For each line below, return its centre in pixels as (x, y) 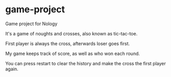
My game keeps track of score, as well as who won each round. (73, 53)
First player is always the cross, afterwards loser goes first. (68, 43)
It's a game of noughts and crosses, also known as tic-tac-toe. (71, 33)
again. (12, 69)
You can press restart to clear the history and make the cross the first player (86, 63)
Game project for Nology (31, 24)
